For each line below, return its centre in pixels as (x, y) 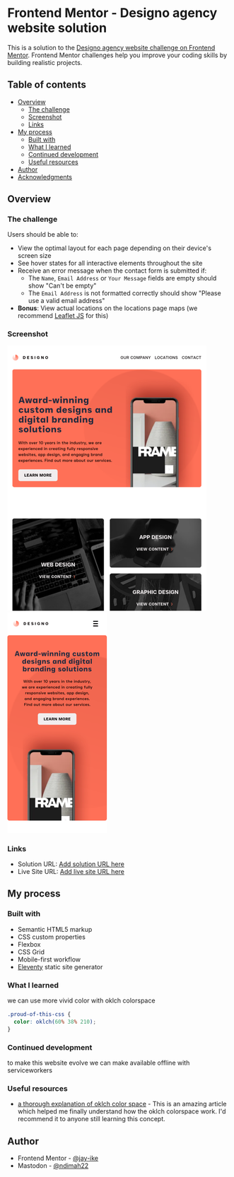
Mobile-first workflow (49, 959)
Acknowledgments (45, 177)
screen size (34, 256)
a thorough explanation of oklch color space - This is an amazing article (122, 1104)
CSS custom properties (52, 937)
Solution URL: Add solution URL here (71, 864)
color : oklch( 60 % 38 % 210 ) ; (55, 1022)
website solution (57, 28)
